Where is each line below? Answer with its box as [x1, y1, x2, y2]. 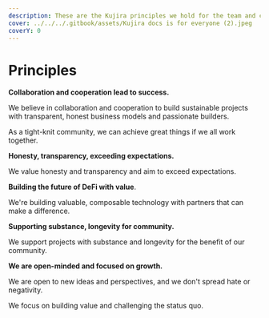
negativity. [8, 285, 43, 295]
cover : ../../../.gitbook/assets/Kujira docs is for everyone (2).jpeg [8, 19, 252, 27]
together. [8, 135, 38, 145]
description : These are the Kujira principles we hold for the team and [8, 11, 256, 20]
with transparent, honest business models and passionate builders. [8, 111, 230, 121]
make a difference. [8, 206, 70, 216]
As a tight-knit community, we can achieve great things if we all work [8, 127, 236, 137]
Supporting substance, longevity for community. [8, 222, 175, 231]
